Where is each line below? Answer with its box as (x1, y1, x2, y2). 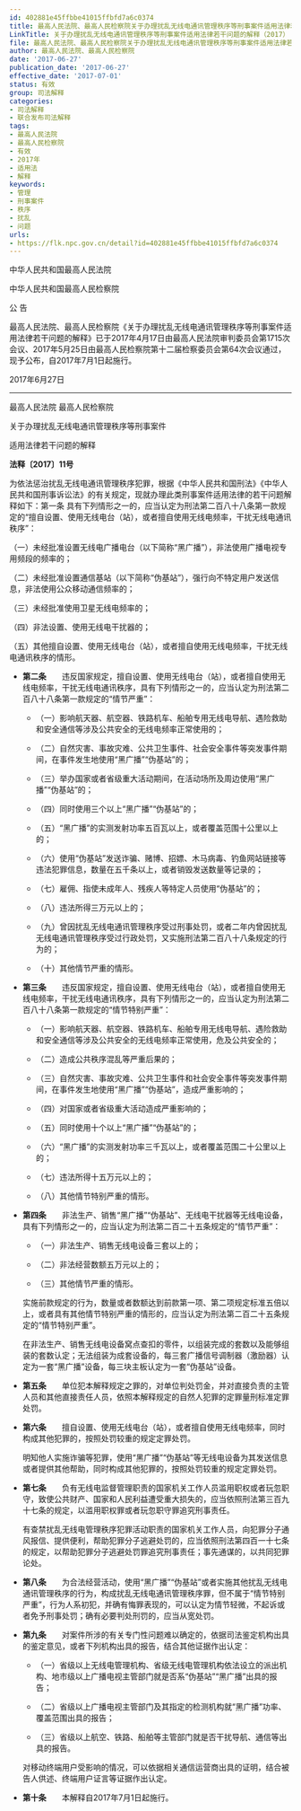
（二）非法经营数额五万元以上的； (35, 1259, 162, 1270)
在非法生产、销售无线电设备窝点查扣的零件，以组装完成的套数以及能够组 (21, 1339, 289, 1349)
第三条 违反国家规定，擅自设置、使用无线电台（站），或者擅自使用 (21, 982, 278, 993)
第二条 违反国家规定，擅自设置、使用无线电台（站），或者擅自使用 (21, 671, 278, 682)
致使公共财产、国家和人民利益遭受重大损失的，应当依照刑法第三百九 (38, 1494, 289, 1505)
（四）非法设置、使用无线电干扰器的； (9, 621, 150, 633)
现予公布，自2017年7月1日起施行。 (9, 356, 137, 366)
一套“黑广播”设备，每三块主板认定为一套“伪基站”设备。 (38, 1361, 241, 1372)
